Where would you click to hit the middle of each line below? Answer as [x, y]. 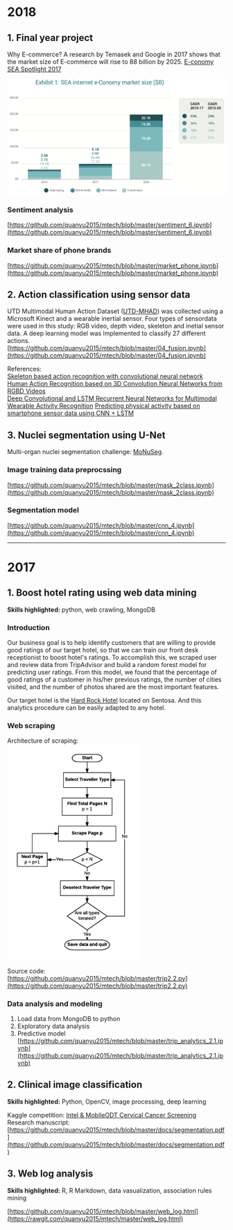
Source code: [26, 971]
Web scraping [31, 726]
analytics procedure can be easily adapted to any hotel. [87, 708]
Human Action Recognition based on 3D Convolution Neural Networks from [115, 384]
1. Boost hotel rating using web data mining [102, 593]
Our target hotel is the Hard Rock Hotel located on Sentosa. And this [104, 700]
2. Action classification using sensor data [99, 295]
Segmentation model [43, 510]
